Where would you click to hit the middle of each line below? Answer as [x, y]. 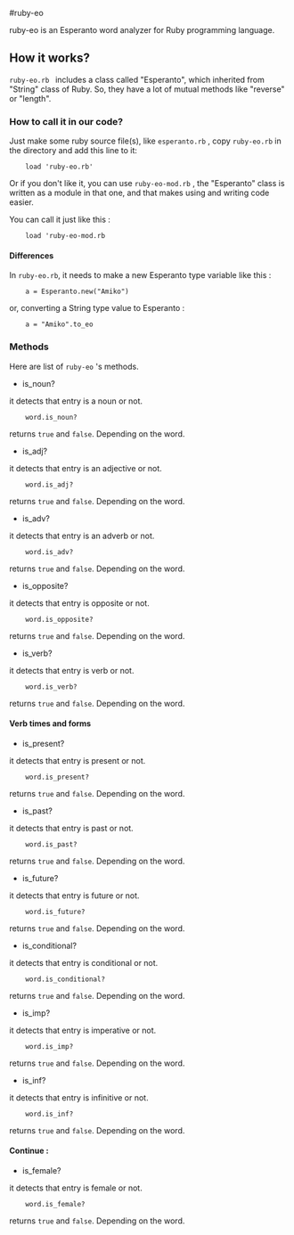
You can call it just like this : [60, 220]
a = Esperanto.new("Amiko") [77, 292]
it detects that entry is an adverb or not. [82, 536]
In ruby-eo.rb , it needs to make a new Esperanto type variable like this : [140, 275]
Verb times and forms [50, 724]
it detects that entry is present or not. [78, 760]
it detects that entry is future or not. [74, 896]
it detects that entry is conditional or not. [84, 962]
